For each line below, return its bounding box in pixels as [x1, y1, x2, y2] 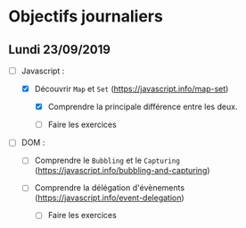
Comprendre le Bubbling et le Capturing [34, 155, 180, 166]
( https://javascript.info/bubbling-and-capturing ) [34, 165, 210, 176]
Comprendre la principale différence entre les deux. [47, 101, 238, 113]
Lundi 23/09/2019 [8, 42, 111, 57]
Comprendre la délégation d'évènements [34, 182, 184, 193]
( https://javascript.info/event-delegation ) [34, 192, 184, 203]
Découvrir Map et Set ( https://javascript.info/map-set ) [34, 83, 229, 95]
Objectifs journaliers [8, 6, 164, 27]
